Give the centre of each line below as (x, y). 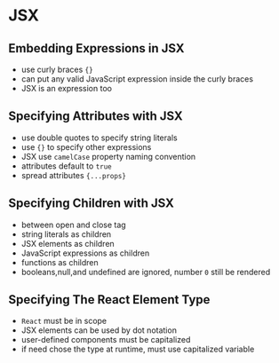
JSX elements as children (68, 243)
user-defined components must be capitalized (106, 340)
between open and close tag (73, 225)
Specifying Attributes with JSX (96, 116)
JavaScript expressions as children (85, 253)
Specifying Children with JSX (91, 204)
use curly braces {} (57, 69)
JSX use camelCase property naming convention (108, 156)
